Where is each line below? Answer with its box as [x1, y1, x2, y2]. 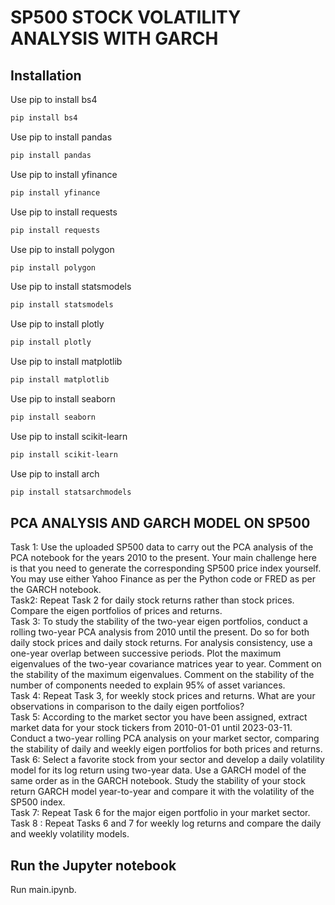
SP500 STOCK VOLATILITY [10, 6, 242, 29]
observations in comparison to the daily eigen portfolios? [10, 701, 245, 713]
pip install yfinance [10, 187, 101, 198]
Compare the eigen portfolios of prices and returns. [10, 605, 223, 617]
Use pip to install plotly [10, 318, 105, 330]
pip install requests [10, 225, 101, 235]
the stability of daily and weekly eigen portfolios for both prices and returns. [10, 743, 323, 755]
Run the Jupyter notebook [10, 857, 177, 874]
